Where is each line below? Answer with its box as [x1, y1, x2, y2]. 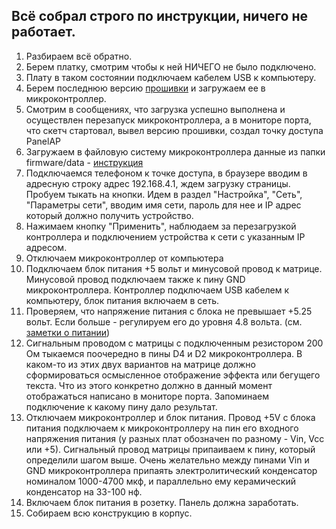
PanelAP [25, 135, 62, 147]
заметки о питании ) [25, 326, 111, 338]
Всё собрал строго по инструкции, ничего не [11, 8, 308, 25]
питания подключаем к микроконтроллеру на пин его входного [25, 422, 299, 434]
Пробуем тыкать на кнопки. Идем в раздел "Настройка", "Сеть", [25, 188, 303, 200]
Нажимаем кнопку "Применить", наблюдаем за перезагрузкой [25, 220, 297, 232]
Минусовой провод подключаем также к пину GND [25, 273, 246, 285]
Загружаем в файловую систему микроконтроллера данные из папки [25, 145, 326, 158]
